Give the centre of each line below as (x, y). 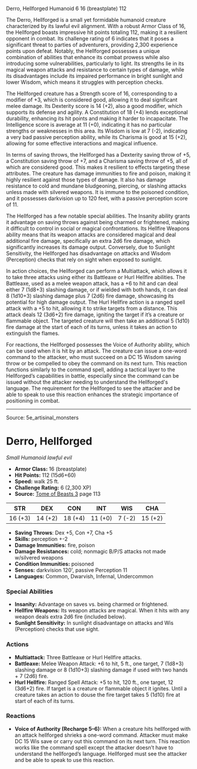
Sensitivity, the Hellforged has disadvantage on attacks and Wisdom (89, 253)
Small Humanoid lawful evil (39, 458)
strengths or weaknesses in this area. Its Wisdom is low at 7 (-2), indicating (97, 131)
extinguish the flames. (33, 333)
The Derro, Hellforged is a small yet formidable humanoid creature (86, 20)
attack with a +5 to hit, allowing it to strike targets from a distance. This (92, 308)
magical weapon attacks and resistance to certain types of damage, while (95, 70)
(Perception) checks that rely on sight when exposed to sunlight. (84, 260)
